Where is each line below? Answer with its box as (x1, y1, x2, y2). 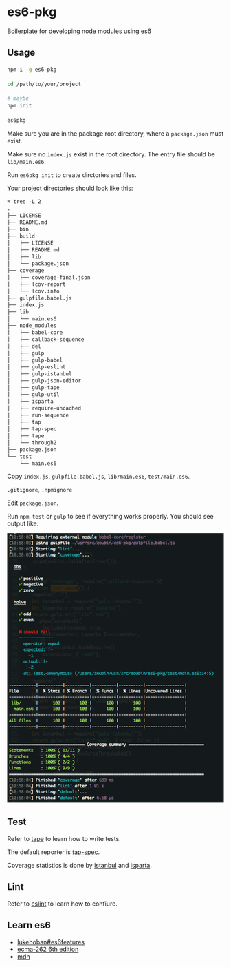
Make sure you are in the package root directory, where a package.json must (7, 129, 224, 138)
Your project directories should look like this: (7, 184, 133, 192)
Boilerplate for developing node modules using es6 (7, 27, 152, 35)
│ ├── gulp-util (7, 391, 60, 398)
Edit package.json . (7, 499, 58, 507)
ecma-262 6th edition (16, 945, 79, 953)
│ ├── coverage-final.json (7, 273, 91, 281)
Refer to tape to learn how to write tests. (7, 834, 122, 842)
